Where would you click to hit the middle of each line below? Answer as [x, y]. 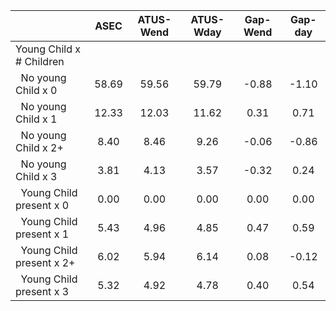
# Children [40, 61]
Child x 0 [36, 90]
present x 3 [42, 291]
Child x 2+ [39, 147]
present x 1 [42, 234]
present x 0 [42, 205]
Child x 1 [36, 119]
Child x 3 [36, 176]
